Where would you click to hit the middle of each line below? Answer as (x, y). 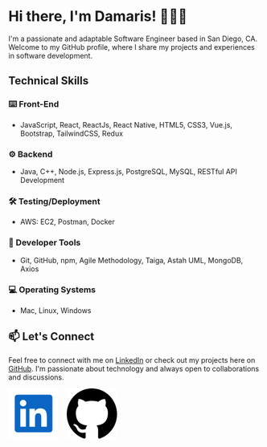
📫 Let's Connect (51, 337)
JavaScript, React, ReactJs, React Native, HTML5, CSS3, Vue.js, (126, 124)
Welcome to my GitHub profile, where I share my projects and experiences (131, 47)
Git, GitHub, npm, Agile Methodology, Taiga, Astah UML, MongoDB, (131, 260)
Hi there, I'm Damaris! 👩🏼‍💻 (98, 16)
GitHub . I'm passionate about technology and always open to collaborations (134, 368)
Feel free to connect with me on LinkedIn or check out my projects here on (132, 360)
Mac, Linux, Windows (55, 310)
